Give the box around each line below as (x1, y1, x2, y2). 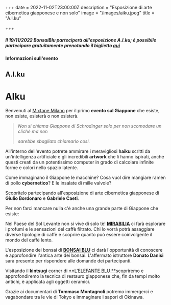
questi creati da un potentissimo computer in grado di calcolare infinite (5, 159, 154, 166)
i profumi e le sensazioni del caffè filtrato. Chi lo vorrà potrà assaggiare (5, 226, 155, 232)
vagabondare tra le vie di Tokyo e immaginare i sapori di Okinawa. (5, 294, 144, 300)
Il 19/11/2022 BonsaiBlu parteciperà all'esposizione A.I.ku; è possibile (5, 37, 157, 43)
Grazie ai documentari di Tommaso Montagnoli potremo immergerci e (5, 289, 153, 295)
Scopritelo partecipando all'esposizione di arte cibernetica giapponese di (5, 190, 159, 196)
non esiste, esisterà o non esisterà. (5, 113, 79, 119)
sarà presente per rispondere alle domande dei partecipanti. (5, 258, 132, 264)
